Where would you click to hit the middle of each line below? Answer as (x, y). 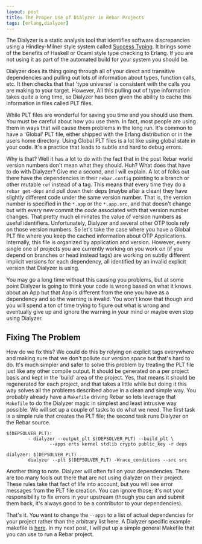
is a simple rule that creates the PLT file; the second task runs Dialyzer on (97, 416)
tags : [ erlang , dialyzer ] (37, 23)
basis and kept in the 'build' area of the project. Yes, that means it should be (101, 378)
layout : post (23, 12)
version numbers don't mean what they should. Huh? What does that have (98, 165)
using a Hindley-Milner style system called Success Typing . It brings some (99, 47)
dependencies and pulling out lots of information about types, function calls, (101, 78)
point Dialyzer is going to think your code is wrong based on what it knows (99, 286)
